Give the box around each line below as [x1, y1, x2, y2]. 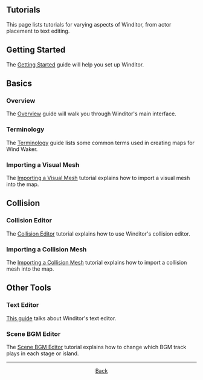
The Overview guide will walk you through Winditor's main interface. [6, 110, 176, 117]
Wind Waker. [6, 145, 38, 153]
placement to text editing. [6, 27, 70, 34]
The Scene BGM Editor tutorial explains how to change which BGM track [6, 343, 187, 350]
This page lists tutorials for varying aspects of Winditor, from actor [6, 21, 172, 28]
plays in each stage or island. [6, 350, 79, 357]
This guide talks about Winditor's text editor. [6, 314, 117, 322]
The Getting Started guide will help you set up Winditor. [6, 60, 144, 68]
